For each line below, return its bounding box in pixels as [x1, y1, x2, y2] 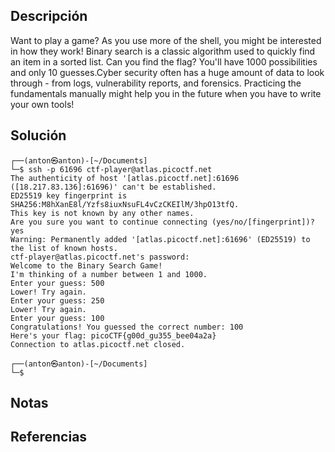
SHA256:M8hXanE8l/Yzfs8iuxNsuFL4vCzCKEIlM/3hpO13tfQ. [10, 199, 240, 209]
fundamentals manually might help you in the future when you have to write [10, 87, 322, 99]
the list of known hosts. [10, 243, 118, 253]
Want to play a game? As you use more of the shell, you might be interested [10, 34, 322, 46]
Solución [10, 127, 67, 144]
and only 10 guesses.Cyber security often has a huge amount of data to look [10, 66, 325, 78]
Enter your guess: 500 [10, 278, 105, 288]
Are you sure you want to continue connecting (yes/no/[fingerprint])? [10, 217, 315, 227]
